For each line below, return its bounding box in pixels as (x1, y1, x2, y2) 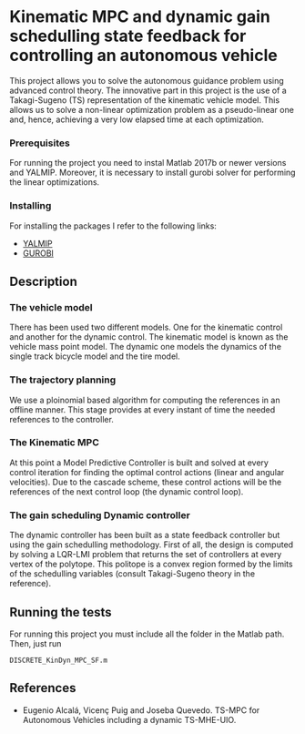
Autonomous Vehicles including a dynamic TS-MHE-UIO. (22, 714, 237, 725)
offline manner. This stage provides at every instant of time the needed (9, 403, 276, 415)
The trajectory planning (9, 373, 117, 386)
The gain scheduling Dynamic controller (9, 508, 191, 521)
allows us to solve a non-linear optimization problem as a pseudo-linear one (9, 104, 294, 115)
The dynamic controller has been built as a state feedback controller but (9, 530, 280, 541)
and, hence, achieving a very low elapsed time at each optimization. (9, 114, 264, 125)
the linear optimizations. (9, 177, 100, 188)
